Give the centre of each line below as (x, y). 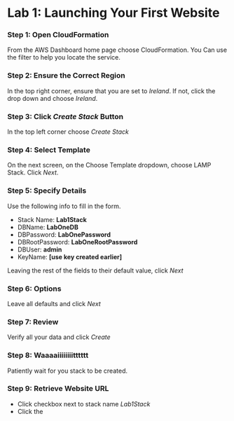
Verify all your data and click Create (59, 337)
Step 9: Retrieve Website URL (58, 389)
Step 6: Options (34, 289)
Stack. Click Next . (33, 172)
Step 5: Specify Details (47, 191)
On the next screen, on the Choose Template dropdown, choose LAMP (109, 165)
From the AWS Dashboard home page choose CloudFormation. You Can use (117, 50)
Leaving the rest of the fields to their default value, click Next (95, 270)
